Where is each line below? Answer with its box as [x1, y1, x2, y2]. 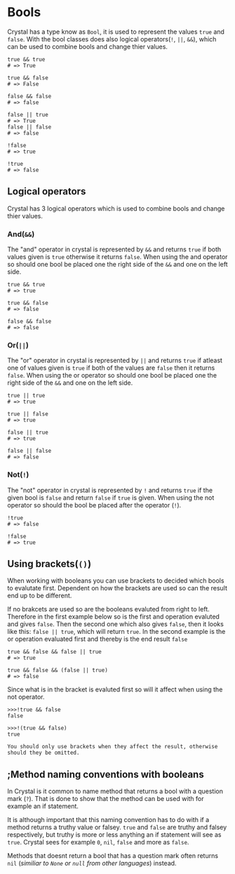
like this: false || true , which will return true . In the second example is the [7, 628, 226, 636]
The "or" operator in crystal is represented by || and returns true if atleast [7, 356, 223, 365]
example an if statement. [7, 802, 79, 811]
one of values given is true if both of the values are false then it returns [7, 364, 215, 372]
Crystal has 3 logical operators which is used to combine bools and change [7, 204, 225, 213]
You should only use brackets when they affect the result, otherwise [7, 743, 218, 750]
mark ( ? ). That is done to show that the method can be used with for [7, 795, 205, 803]
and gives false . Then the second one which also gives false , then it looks [7, 620, 224, 628]
